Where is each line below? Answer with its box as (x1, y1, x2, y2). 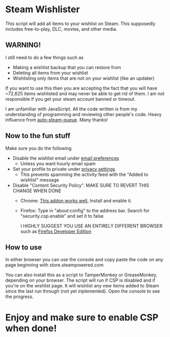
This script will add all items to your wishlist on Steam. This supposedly (5, 20, 156, 27)
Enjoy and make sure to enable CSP (5, 311, 159, 323)
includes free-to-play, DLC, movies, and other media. (5, 26, 118, 32)
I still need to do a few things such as (5, 54, 84, 60)
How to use (5, 243, 42, 252)
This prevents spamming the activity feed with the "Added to (20, 171, 148, 177)
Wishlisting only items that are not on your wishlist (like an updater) (12, 75, 155, 81)
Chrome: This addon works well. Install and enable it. (20, 197, 132, 204)
